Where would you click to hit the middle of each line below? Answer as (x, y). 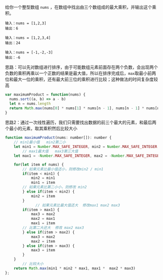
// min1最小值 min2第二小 (40, 142)
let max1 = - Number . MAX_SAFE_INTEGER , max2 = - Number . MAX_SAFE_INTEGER (88, 156)
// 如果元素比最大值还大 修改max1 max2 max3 (78, 205)
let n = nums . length (30, 103)
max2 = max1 (43, 219)
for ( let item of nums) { (39, 165)
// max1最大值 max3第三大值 (50, 151)
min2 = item (43, 196)
